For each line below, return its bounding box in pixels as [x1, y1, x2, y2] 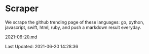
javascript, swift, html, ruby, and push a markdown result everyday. [5, 24, 142, 30]
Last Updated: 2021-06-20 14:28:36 [5, 43, 78, 49]
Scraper [5, 3, 38, 14]
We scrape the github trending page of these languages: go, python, [5, 19, 145, 25]
